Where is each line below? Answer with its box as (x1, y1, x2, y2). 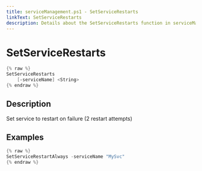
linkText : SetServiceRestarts (6, 14, 82, 20)
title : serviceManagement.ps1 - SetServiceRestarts (6, 8, 138, 15)
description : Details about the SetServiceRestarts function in (6, 20, 171, 26)
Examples (6, 133, 44, 143)
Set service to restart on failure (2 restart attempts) (6, 115, 133, 122)
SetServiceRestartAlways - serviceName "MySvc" (6, 154, 125, 160)
